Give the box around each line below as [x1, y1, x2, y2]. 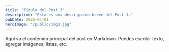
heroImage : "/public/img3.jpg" [5, 21, 72, 27]
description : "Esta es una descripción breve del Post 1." [5, 12, 133, 17]
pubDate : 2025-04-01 [5, 17, 49, 22]
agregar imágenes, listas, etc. [5, 41, 68, 47]
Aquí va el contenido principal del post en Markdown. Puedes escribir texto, [5, 36, 164, 42]
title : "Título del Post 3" [5, 7, 65, 13]
